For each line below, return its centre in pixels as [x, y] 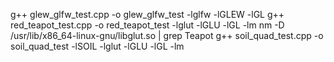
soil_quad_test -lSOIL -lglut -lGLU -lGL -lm [97, 46]
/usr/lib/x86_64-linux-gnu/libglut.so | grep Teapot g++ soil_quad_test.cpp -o [167, 35]
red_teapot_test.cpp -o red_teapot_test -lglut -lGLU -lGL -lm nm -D [147, 25]
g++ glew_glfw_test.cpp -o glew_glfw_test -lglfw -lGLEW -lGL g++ [147, 14]
